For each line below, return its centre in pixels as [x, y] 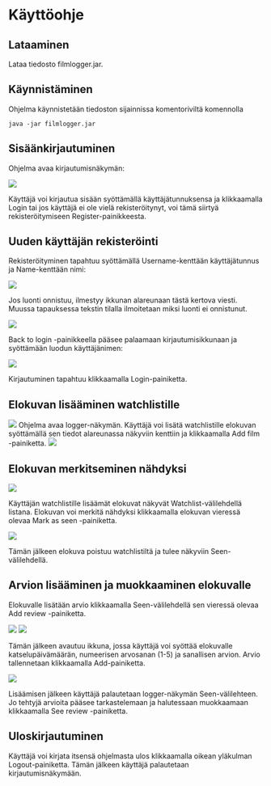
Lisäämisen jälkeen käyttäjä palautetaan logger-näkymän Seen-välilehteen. [133, 694]
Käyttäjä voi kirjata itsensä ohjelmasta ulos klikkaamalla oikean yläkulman [130, 756]
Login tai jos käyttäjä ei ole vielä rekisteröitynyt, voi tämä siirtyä [114, 207]
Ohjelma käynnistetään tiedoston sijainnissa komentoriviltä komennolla [126, 109]
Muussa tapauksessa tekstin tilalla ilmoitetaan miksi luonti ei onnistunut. [128, 309]
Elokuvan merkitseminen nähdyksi [98, 469]
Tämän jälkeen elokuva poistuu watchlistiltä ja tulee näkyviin [109, 551]
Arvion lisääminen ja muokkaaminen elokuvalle [130, 585]
